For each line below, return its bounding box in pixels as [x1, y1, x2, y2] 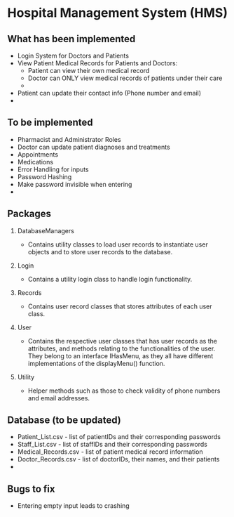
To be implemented [7, 117, 93, 129]
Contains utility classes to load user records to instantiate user [27, 240, 208, 249]
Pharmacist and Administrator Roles [17, 135, 121, 143]
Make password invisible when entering [17, 180, 132, 188]
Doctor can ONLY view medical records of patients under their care [27, 74, 223, 82]
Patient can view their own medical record [27, 67, 150, 74]
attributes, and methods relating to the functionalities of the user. [27, 344, 216, 353]
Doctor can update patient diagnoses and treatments [17, 143, 170, 151]
